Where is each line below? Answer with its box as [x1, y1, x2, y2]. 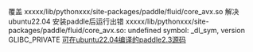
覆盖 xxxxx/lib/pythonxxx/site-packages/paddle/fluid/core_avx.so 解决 [8, 7, 239, 16]
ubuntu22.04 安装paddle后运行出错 [8, 17, 125, 26]
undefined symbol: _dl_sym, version [127, 26, 245, 35]
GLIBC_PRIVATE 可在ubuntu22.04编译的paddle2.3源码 [8, 35, 187, 44]
